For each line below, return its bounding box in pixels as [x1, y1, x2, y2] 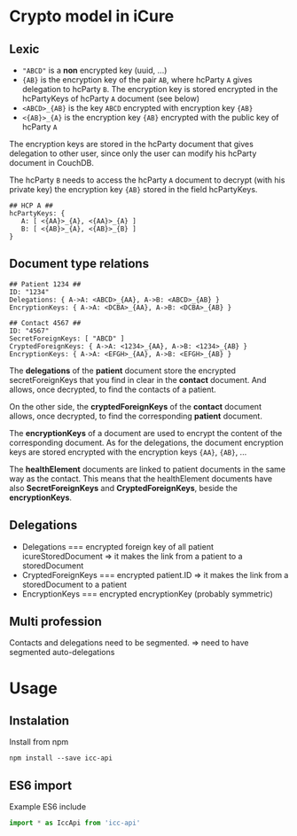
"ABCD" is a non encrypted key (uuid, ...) [21, 65, 168, 75]
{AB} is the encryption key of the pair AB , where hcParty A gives [21, 74, 253, 85]
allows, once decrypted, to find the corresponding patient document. [9, 410, 263, 421]
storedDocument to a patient [21, 579, 127, 590]
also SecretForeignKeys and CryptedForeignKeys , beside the [9, 482, 238, 493]
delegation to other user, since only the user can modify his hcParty [9, 148, 257, 159]
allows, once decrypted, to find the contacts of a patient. [9, 384, 217, 395]
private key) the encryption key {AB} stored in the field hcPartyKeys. [9, 184, 258, 194]
